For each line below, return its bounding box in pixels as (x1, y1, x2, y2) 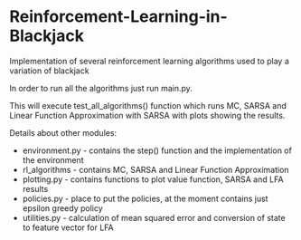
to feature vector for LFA (22, 222, 115, 233)
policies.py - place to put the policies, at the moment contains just (22, 193, 268, 204)
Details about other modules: (9, 127, 118, 138)
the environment (22, 154, 84, 165)
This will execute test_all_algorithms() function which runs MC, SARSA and (9, 100, 287, 110)
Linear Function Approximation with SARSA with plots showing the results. (9, 110, 286, 120)
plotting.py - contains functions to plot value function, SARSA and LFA (22, 174, 284, 185)
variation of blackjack (9, 65, 89, 76)
